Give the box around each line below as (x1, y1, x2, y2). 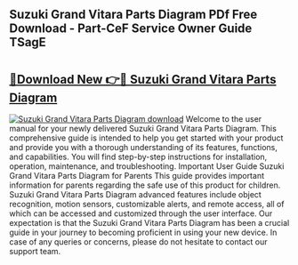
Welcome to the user (185, 114, 262, 124)
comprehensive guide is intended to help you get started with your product (9, 132, 284, 143)
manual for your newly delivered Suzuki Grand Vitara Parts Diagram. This (9, 124, 278, 133)
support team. (9, 246, 61, 256)
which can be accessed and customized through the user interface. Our (9, 208, 273, 219)
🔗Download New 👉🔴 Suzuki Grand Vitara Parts (9, 71, 277, 87)
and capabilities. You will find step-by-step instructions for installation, (9, 151, 268, 162)
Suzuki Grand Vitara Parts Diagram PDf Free (9, 7, 258, 22)
